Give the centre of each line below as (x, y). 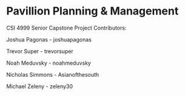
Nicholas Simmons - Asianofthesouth (53, 74)
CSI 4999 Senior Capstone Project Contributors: (66, 28)
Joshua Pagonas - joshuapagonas (49, 39)
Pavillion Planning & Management (92, 11)
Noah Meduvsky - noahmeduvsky (49, 63)
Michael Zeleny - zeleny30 (40, 86)
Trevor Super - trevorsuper (40, 51)
